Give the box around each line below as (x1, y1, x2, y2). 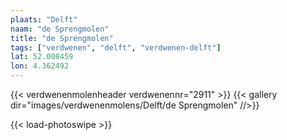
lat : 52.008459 (10, 52, 74, 62)
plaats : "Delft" (10, 14, 78, 25)
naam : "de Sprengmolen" (10, 24, 110, 34)
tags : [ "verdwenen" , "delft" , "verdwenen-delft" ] (10, 42, 222, 53)
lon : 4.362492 (10, 61, 70, 71)
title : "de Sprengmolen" (10, 33, 114, 43)
